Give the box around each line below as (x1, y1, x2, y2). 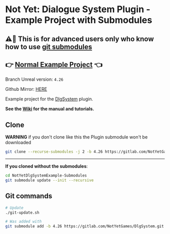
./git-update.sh (5, 210, 39, 215)
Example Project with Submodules (5, 14, 153, 26)
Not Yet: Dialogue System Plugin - (5, 4, 151, 15)
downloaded (5, 140, 31, 146)
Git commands (5, 192, 52, 200)
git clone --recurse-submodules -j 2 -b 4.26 (5, 149, 103, 154)
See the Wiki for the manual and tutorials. (5, 106, 95, 112)
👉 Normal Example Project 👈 (5, 60, 103, 69)
